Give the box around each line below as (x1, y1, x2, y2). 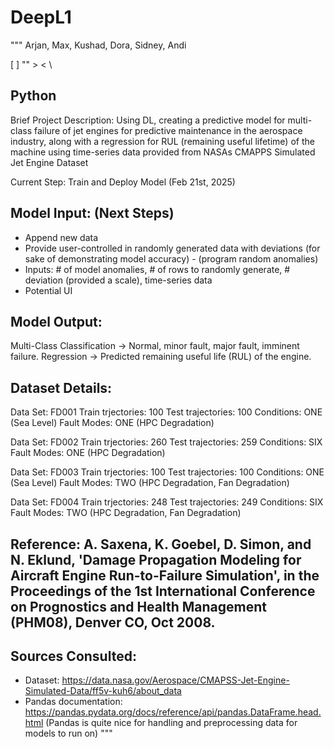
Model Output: (10, 313, 103, 330)
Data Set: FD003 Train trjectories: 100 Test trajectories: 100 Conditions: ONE (10, 466, 325, 478)
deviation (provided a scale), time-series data (24, 274, 213, 286)
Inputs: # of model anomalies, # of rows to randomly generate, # (24, 263, 291, 275)
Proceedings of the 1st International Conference (10, 582, 316, 600)
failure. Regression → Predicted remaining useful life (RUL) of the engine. (10, 351, 312, 363)
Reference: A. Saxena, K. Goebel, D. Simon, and (10, 536, 312, 553)
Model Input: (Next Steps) (10, 205, 175, 222)
